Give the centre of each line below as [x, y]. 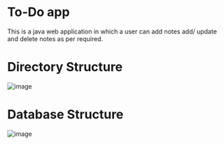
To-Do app [38, 12]
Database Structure [65, 115]
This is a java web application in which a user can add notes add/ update [112, 31]
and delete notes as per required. [55, 38]
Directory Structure [65, 67]
